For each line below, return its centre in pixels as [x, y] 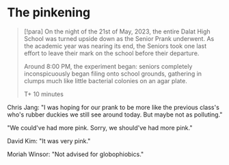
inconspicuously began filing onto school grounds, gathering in [113, 74]
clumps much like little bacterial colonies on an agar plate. [106, 80]
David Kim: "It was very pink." [49, 140]
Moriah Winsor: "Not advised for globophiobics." [76, 154]
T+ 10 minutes [43, 94]
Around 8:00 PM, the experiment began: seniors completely [108, 66]
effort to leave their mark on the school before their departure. [111, 53]
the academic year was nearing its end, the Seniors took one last [115, 46]
